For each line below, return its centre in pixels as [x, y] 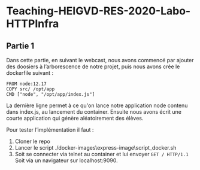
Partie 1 [20, 46]
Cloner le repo [33, 141]
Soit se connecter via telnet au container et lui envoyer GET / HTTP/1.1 [101, 154]
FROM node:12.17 [26, 84]
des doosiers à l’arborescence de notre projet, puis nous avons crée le [93, 66]
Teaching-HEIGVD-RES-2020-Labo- [99, 11]
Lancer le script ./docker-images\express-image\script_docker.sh [96, 148]
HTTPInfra [33, 24]
